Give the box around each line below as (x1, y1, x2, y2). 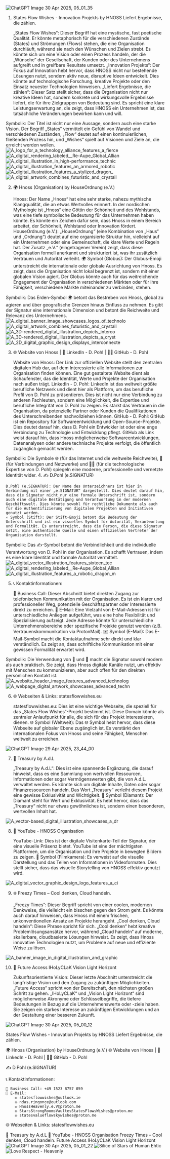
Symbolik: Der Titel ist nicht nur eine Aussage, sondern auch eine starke (6, 121, 156, 126)
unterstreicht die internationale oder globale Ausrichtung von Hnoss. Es (13, 263, 162, 268)
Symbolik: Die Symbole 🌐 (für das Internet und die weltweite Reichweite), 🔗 (6, 455, 163, 461)
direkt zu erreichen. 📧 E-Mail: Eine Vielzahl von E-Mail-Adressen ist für (13, 607, 161, 612)
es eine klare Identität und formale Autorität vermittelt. (6, 555, 118, 560)
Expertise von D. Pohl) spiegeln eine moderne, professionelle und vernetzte (6, 467, 163, 472)
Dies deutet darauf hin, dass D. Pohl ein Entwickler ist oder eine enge (13, 424, 157, 430)
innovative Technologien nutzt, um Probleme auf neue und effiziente (13, 940, 156, 945)
